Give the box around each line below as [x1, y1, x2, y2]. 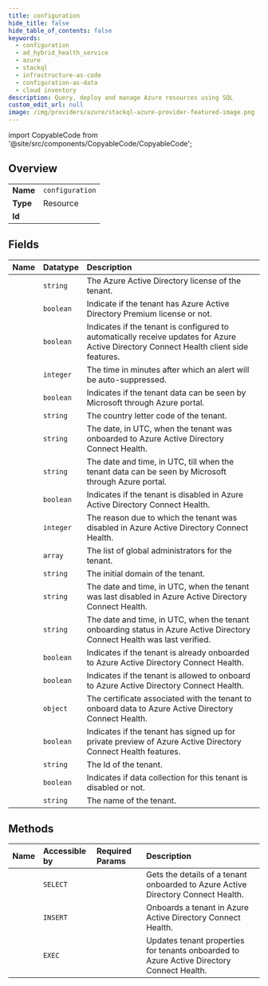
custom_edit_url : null [8, 101, 84, 109]
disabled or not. [86, 781, 145, 792]
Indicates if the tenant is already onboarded [86, 647, 250, 658]
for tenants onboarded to [146, 945, 240, 956]
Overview [8, 162, 58, 176]
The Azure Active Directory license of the [86, 275, 242, 286]
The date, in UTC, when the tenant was [86, 423, 233, 434]
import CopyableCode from [8, 130, 98, 140]
